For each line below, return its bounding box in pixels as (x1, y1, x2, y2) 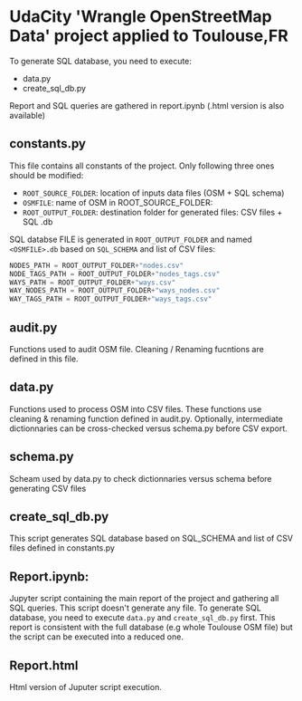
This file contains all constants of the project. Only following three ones (9, 160, 275, 171)
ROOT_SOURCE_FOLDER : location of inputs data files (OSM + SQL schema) (22, 187, 285, 198)
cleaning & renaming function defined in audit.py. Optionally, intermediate (9, 413, 283, 424)
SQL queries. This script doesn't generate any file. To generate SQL (9, 602, 262, 613)
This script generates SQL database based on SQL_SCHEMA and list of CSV (9, 533, 294, 544)
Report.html (9, 658, 79, 673)
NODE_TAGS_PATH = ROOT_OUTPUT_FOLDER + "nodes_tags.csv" (9, 269, 221, 278)
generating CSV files (9, 483, 87, 494)
